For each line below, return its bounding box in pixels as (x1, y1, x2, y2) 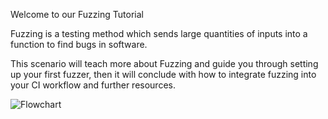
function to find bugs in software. (10, 39, 148, 50)
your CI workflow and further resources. (10, 79, 176, 91)
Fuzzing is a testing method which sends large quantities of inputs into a (10, 28, 308, 39)
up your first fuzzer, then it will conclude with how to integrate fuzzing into (10, 69, 317, 80)
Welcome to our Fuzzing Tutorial (10, 9, 144, 20)
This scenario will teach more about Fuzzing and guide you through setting (10, 58, 319, 69)
